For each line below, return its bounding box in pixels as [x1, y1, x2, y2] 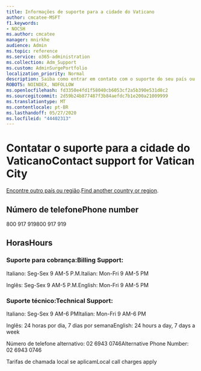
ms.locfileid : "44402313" [6, 115, 71, 121]
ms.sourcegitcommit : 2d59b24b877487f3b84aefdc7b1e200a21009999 [6, 93, 169, 99]
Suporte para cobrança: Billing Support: [6, 256, 124, 264]
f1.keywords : [6, 20, 39, 26]
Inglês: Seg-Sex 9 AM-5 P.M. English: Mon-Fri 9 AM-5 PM [6, 281, 149, 288]
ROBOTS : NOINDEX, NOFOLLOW [6, 82, 74, 88]
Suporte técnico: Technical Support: [6, 296, 113, 305]
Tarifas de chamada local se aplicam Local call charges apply [6, 358, 158, 365]
